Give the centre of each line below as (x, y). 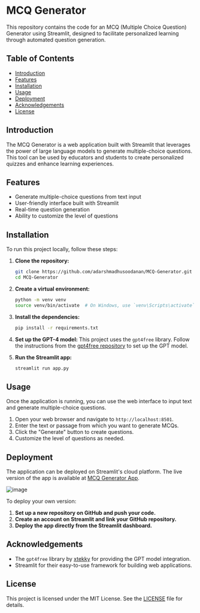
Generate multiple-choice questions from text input (78, 197)
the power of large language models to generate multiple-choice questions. (99, 151)
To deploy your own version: (41, 502)
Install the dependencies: (47, 317)
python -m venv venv (40, 300)
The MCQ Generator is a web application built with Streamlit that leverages (98, 144)
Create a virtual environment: (52, 289)
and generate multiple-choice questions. (56, 407)
